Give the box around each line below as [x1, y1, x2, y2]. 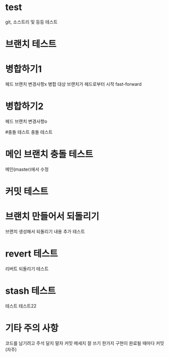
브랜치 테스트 [5, 38, 57, 50]
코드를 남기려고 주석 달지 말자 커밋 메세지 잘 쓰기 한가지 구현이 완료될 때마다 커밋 [5, 340, 164, 346]
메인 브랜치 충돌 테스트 [5, 148, 94, 160]
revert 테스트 [5, 248, 58, 260]
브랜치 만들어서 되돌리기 [5, 211, 100, 222]
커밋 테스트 [5, 186, 49, 197]
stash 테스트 [5, 285, 56, 297]
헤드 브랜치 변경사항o [5, 118, 48, 124]
